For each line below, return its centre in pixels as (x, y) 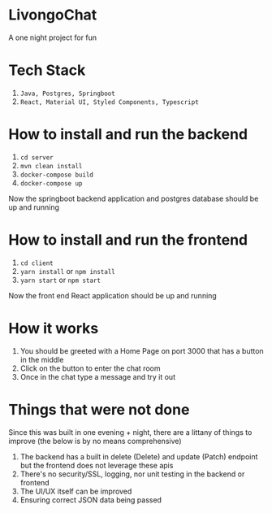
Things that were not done (99, 409)
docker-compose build (56, 175)
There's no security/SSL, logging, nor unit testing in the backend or (132, 474)
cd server (37, 157)
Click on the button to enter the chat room (90, 368)
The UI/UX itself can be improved (76, 491)
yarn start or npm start (60, 280)
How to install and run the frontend (128, 240)
